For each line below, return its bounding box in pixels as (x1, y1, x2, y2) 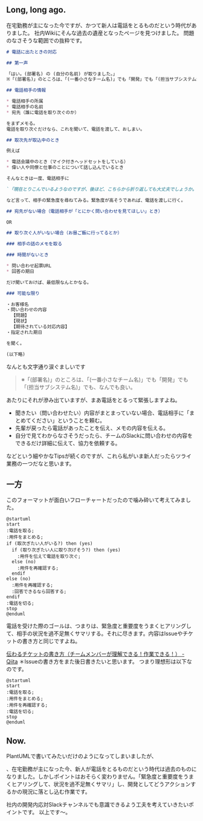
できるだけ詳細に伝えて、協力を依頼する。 (14, 439, 121, 447)
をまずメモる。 (6, 120, 38, 127)
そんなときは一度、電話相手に (6, 176, 69, 182)
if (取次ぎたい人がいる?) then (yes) (6, 541, 93, 547)
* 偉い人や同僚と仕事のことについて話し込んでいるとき (6, 165, 124, 171)
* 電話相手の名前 (6, 104, 43, 110)
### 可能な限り (6, 290, 40, 296)
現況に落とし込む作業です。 (22, 788, 91, 796)
